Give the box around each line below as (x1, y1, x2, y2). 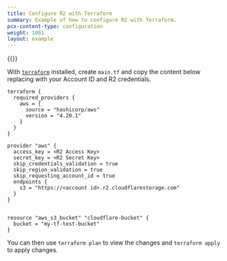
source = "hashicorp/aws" (25, 106, 100, 113)
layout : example (7, 36, 54, 43)
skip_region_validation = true (13, 166, 103, 174)
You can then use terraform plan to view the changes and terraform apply (7, 238, 221, 247)
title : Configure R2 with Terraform (7, 10, 112, 17)
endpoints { (13, 179, 48, 185)
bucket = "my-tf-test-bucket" (13, 220, 100, 227)
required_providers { (13, 94, 76, 102)
